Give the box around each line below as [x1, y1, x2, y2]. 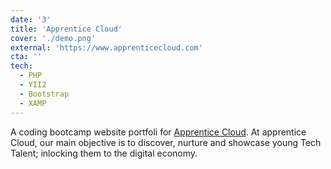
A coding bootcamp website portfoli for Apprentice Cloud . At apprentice [10, 126, 307, 138]
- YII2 [19, 80, 47, 90]
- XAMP [19, 98, 47, 108]
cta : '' [10, 52, 43, 62]
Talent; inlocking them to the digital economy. [10, 147, 198, 159]
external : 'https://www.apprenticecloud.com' [10, 42, 203, 53]
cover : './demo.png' [10, 33, 97, 43]
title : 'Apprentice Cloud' [10, 24, 123, 34]
